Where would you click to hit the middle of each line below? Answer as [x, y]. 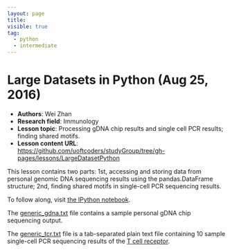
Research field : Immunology [58, 121]
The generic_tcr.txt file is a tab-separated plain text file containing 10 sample [116, 233]
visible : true [28, 26]
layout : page [26, 13]
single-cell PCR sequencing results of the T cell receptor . [89, 241]
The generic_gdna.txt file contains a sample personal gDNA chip [99, 213]
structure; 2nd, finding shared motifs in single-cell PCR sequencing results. [114, 186]
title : [17, 20]
